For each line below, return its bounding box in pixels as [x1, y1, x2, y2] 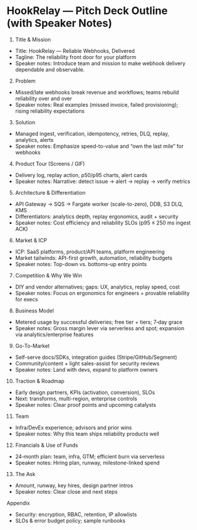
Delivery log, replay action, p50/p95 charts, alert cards [15, 171, 148, 178]
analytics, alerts [15, 136, 54, 143]
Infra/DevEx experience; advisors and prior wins [15, 424, 133, 431]
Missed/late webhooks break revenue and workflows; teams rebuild [15, 89, 179, 96]
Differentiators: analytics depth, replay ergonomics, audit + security [15, 213, 179, 220]
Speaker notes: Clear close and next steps [15, 488, 118, 495]
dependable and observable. [15, 66, 85, 73]
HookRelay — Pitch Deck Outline [6, 4, 168, 18]
